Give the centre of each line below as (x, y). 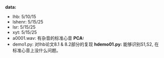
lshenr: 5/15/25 (28, 22)
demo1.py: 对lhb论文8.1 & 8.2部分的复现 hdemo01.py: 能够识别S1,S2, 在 (85, 44)
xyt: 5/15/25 (25, 32)
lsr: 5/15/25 (24, 27)
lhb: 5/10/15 (24, 16)
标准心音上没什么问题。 (36, 50)
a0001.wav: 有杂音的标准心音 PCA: (48, 38)
